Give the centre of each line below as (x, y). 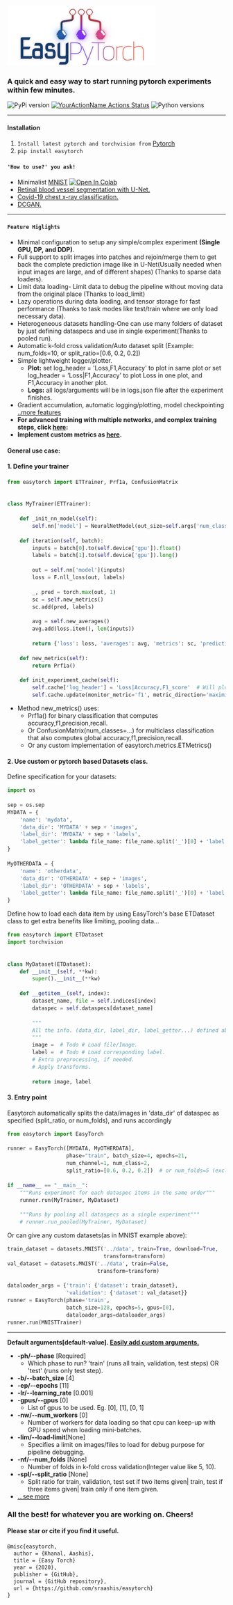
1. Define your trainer (38, 467)
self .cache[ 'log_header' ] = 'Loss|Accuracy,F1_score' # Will (124, 688)
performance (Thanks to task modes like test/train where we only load (118, 308)
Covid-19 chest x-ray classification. (68, 196)
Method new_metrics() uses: (58, 708)
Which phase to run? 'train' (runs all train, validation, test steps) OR (123, 1363)
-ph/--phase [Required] (52, 1356)
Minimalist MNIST (42, 182)
